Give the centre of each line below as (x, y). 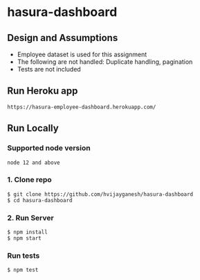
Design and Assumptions (63, 38)
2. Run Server (30, 217)
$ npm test (23, 270)
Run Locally (33, 128)
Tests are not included (49, 69)
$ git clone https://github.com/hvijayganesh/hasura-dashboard (100, 194)
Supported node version (49, 148)
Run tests (24, 256)
